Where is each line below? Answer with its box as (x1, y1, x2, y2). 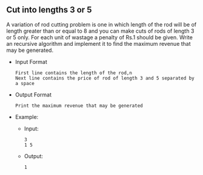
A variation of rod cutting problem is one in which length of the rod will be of (6, 21, 197, 28)
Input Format (15, 58, 47, 65)
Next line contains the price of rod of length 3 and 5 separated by (15, 75, 195, 81)
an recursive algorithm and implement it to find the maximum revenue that (6, 40, 191, 47)
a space (15, 80, 35, 86)
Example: (15, 113, 39, 120)
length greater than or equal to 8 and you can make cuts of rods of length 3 (6, 27, 195, 34)
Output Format (15, 91, 52, 98)
